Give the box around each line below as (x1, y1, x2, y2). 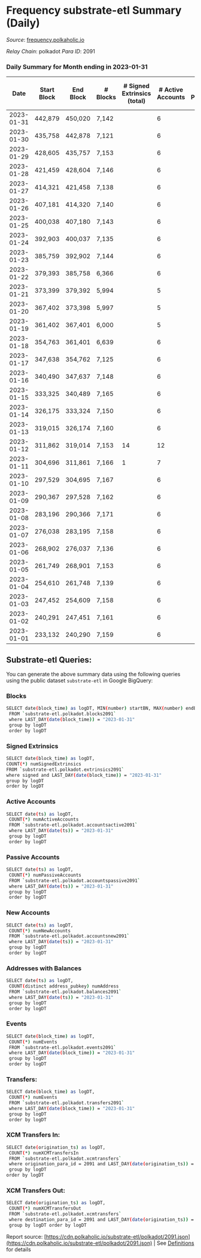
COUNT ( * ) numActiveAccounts (8, 816, 79, 823)
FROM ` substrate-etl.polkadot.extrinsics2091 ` (6, 767, 124, 773)
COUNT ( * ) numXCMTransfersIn (8, 1150, 79, 1156)
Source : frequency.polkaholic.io (6, 36, 85, 43)
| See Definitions (153, 1239, 194, 1247)
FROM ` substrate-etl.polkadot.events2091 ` (8, 1044, 117, 1050)
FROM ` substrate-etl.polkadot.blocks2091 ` (8, 711, 117, 717)
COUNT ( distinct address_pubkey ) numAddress (8, 983, 119, 989)
